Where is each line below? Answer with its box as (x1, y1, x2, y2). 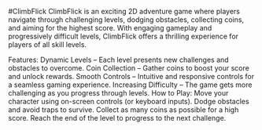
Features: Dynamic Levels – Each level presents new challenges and (8, 55, 230, 64)
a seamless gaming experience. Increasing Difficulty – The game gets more (8, 80, 253, 89)
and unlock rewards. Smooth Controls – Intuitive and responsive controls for (8, 72, 254, 81)
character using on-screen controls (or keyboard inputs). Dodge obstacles (8, 97, 249, 106)
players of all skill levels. (8, 40, 87, 49)
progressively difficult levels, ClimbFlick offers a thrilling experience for (8, 31, 238, 41)
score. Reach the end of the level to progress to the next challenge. (8, 114, 227, 122)
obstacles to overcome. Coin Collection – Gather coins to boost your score (8, 63, 249, 73)
